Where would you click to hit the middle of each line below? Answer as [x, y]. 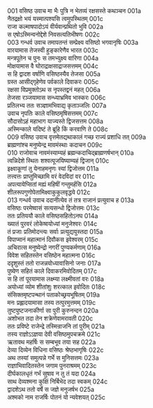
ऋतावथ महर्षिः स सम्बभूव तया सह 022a [52, 342]
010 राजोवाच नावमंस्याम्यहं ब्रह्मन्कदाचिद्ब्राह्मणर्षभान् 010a [71, 153]
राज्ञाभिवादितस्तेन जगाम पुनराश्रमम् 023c [52, 366]
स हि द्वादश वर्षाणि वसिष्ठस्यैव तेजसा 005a [54, 74]
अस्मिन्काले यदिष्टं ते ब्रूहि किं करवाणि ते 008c [58, 129]
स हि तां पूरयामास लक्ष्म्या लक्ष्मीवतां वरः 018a [56, 279]
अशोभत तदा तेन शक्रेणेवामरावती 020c [50, 318]
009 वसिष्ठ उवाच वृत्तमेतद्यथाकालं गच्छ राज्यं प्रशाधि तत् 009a [77, 137]
